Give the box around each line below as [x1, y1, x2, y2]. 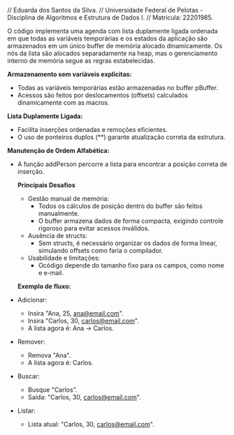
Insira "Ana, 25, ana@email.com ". [27, 309, 124, 317]
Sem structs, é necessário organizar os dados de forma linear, [38, 239, 218, 247]
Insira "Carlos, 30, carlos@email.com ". [27, 317, 140, 325]
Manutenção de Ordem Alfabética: [7, 147, 110, 154]
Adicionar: [17, 296, 47, 304]
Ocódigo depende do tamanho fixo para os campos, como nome [38, 261, 225, 270]
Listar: [17, 406, 36, 415]
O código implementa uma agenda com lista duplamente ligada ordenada [7, 27, 218, 35]
